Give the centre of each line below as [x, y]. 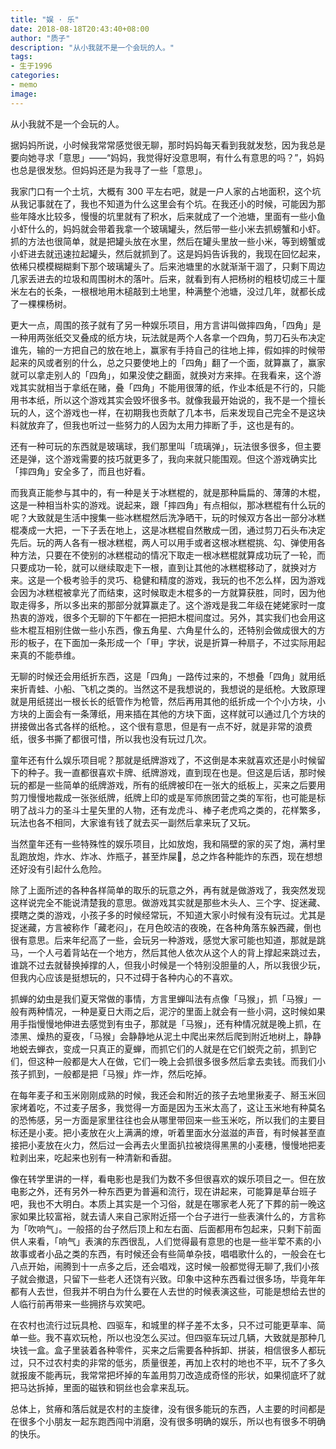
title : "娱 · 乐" [45, 19]
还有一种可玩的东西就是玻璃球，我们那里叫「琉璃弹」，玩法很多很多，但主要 [166, 446]
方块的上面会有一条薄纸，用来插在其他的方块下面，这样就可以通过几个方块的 [168, 713]
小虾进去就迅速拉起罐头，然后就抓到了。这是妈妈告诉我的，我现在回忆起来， [168, 253]
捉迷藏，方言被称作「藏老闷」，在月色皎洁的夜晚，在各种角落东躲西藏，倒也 [166, 927]
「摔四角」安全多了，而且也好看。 [80, 471]
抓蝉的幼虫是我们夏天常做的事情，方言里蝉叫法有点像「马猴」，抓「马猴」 [161, 998]
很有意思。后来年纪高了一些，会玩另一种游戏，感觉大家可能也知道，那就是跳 [168, 940]
